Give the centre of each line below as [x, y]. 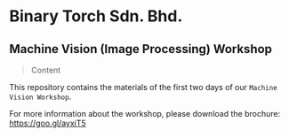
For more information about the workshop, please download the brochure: [145, 114]
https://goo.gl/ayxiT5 [48, 123]
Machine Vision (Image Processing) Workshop [141, 49]
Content [46, 70]
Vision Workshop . [40, 96]
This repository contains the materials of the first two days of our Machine [143, 87]
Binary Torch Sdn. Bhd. [96, 16]
